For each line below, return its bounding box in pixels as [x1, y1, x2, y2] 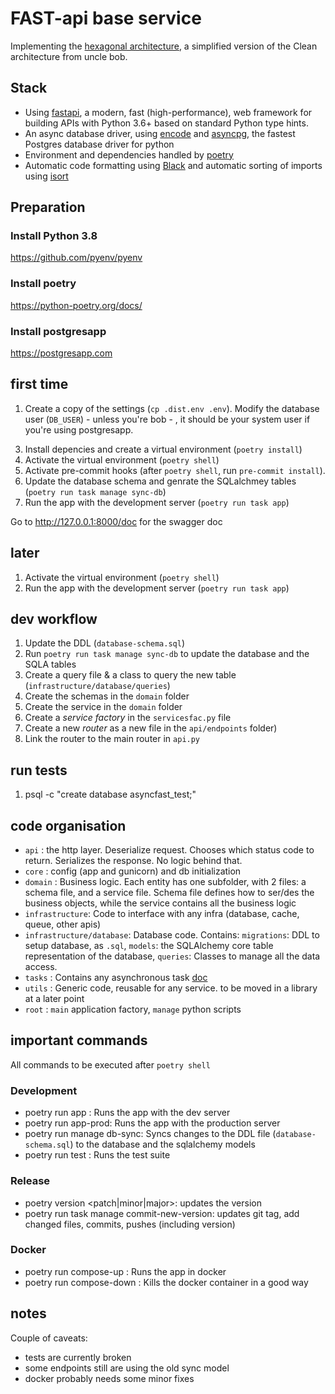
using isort [24, 170, 69, 182]
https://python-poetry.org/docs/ [10, 299, 143, 311]
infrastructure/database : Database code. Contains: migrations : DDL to [24, 929, 320, 941]
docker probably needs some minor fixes [24, 1372, 195, 1384]
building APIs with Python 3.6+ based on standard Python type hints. [24, 117, 309, 129]
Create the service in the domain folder [24, 701, 183, 713]
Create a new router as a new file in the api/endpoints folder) [24, 722, 278, 734]
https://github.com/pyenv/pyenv [10, 252, 143, 264]
